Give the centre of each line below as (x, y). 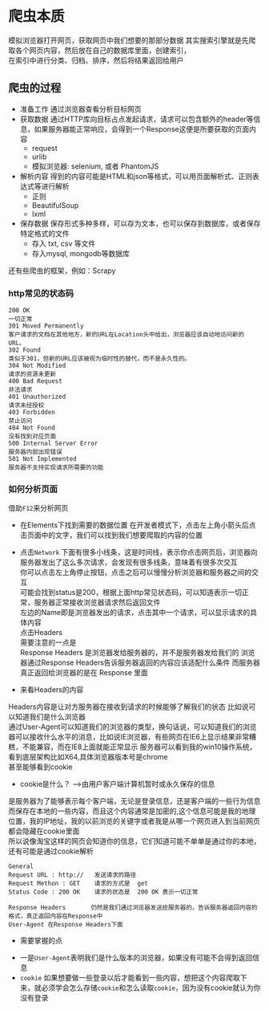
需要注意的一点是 (48, 642)
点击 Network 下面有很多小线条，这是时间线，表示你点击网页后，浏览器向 (139, 552)
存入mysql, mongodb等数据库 (80, 253)
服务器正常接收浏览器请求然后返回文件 (97, 602)
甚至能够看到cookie (41, 767)
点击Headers (41, 633)
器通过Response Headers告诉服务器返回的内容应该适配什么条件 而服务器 (140, 662)
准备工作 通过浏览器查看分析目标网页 (80, 108)
